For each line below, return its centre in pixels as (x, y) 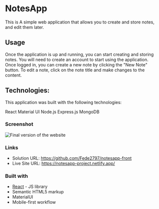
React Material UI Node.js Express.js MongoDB (52, 112)
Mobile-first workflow (34, 202)
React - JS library (30, 187)
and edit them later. (24, 27)
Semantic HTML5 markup (38, 192)
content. (13, 75)
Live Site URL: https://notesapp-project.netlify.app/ (64, 164)
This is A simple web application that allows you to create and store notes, (80, 22)
